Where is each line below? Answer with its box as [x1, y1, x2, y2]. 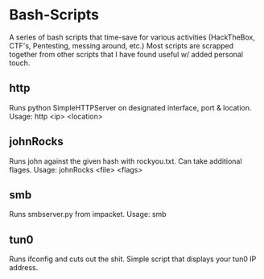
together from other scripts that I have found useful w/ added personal [9, 49, 244, 59]
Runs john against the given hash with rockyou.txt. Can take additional [9, 156, 242, 166]
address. [9, 263, 39, 273]
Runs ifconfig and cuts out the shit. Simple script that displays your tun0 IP [9, 254, 257, 264]
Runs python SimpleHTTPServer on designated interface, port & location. [9, 102, 252, 112]
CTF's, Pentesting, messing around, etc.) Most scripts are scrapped [9, 40, 234, 50]
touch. [9, 58, 31, 68]
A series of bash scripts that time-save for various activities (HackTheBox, [9, 32, 256, 42]
